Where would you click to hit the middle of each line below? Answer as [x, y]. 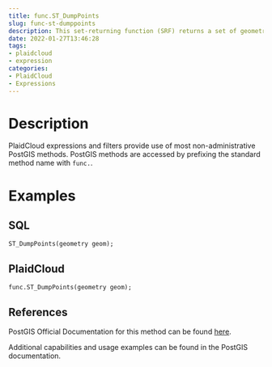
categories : [28, 69]
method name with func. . [51, 163]
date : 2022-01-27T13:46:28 [54, 38]
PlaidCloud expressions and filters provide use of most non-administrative [132, 146]
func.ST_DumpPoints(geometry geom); [70, 288]
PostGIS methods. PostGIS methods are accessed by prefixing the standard [134, 154]
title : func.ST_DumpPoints [54, 16]
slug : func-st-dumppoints [52, 23]
